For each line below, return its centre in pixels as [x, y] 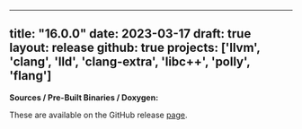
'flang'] [31, 76]
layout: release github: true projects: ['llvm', [135, 48]
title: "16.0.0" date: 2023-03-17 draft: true [130, 34]
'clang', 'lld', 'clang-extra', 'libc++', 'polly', [130, 62]
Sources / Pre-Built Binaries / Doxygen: [84, 97]
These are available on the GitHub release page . [98, 115]
